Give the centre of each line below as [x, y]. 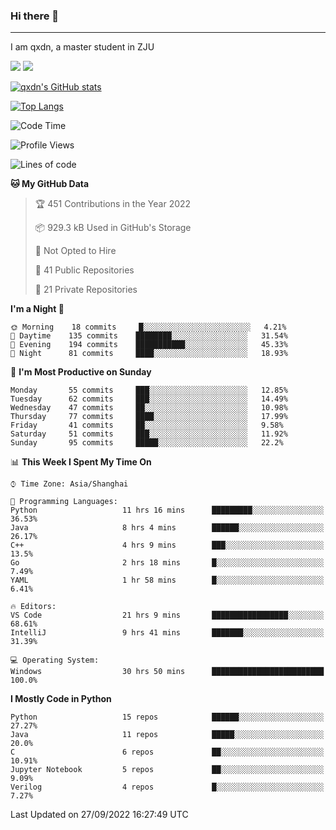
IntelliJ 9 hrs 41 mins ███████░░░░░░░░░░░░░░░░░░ [167, 633]
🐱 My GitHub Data [50, 184]
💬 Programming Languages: [64, 502]
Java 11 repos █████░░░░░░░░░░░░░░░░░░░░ [167, 735]
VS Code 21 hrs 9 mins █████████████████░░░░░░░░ [167, 615]
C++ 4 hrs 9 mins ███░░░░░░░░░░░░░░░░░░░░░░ [167, 545]
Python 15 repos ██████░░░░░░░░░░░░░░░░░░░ [167, 717]
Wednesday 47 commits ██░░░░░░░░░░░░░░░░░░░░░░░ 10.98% [149, 408]
